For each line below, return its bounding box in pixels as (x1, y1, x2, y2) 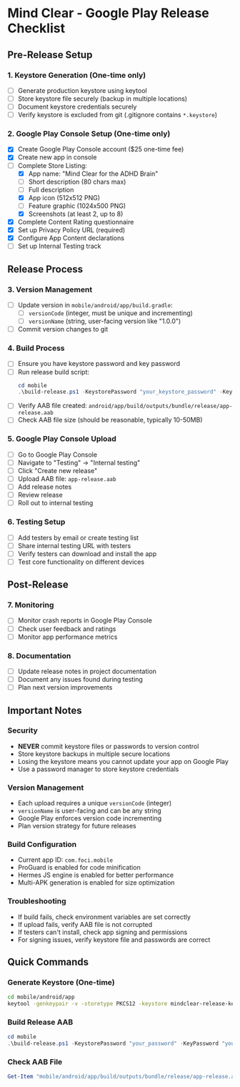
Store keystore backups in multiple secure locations (17, 749, 171, 758)
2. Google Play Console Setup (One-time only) (7, 129, 171, 139)
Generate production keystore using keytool (17, 86, 148, 94)
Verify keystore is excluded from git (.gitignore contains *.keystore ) (17, 111, 218, 119)
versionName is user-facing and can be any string (17, 806, 162, 815)
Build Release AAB (7, 1017, 74, 1027)
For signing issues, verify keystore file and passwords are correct (17, 935, 211, 944)
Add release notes (17, 482, 72, 491)
